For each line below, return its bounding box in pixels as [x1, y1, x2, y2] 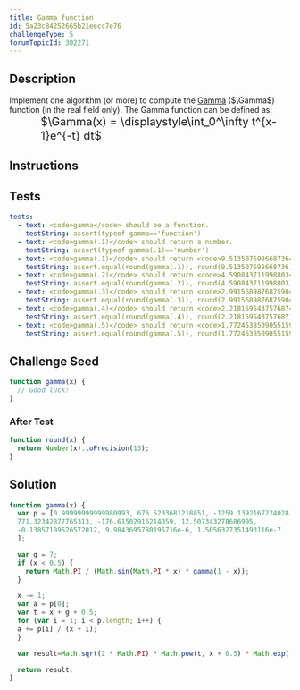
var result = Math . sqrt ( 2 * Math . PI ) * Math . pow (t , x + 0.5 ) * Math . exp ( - [17, 649, 294, 658]
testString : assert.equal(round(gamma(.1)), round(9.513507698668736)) [25, 262, 297, 271]
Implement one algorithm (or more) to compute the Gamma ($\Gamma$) [9, 95, 275, 106]
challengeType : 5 [9, 30, 74, 38]
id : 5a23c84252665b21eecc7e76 [9, 21, 122, 30]
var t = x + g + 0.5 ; [17, 608, 98, 618]
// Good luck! [17, 386, 70, 395]
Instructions [9, 158, 79, 174]
